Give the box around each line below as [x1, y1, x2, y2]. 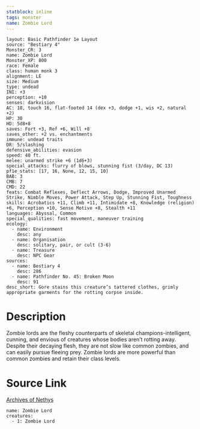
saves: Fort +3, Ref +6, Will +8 [6, 126, 90, 133]
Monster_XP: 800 [6, 58, 47, 64]
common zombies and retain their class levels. [6, 355, 121, 362]
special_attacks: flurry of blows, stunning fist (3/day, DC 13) [6, 163, 173, 169]
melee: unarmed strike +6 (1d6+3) [6, 158, 93, 164]
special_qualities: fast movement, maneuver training [6, 216, 144, 222]
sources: [6, 258, 28, 264]
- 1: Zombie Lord [11, 418, 55, 425]
